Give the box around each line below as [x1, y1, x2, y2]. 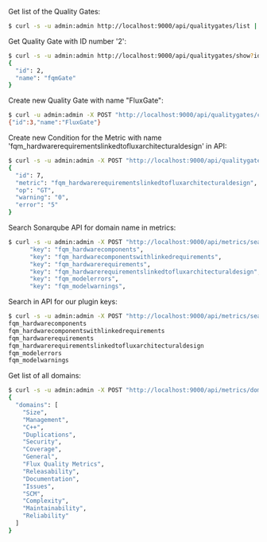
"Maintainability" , [22, 505, 87, 513]
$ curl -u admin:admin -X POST [8, 111, 112, 119]
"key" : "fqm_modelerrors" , [29, 275, 119, 283]
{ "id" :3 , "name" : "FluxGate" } [8, 118, 102, 126]
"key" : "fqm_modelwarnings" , [29, 282, 126, 291]
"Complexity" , [22, 497, 69, 505]
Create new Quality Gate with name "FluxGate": [8, 95, 164, 106]
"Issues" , [22, 482, 56, 490]
